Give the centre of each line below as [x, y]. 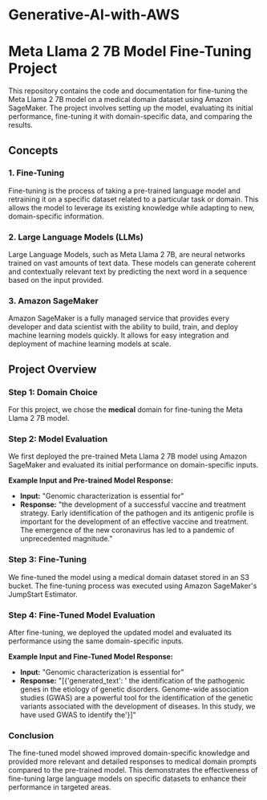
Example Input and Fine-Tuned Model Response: [91, 656]
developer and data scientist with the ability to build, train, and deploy [123, 327]
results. [21, 125]
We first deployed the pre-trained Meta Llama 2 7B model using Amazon [127, 456]
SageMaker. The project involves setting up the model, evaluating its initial [131, 108]
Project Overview [53, 369]
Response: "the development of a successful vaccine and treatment [133, 504]
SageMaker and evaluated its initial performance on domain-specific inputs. [133, 465]
